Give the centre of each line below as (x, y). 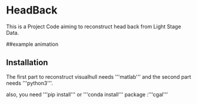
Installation (27, 63)
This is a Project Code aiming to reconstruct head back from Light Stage (94, 26)
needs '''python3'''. (30, 83)
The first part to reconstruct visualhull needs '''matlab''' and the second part (98, 76)
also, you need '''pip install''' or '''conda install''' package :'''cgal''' (87, 94)
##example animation (32, 44)
